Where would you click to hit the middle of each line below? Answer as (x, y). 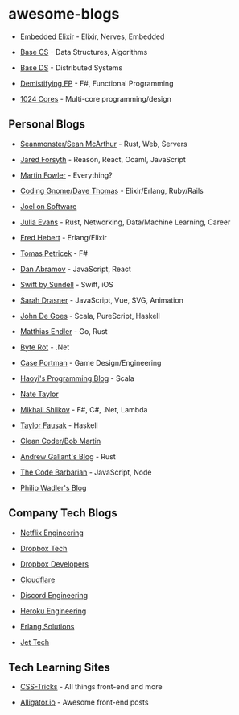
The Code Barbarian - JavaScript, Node (86, 472)
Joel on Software (48, 206)
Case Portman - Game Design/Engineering (91, 362)
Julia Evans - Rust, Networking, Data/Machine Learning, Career (125, 222)
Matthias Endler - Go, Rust (64, 331)
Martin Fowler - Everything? (66, 175)
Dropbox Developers (54, 564)
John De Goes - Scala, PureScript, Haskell (90, 316)
